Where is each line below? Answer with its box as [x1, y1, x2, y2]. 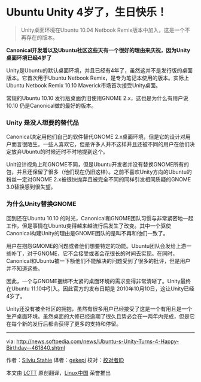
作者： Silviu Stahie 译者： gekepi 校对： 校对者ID [6, 356, 124, 363]
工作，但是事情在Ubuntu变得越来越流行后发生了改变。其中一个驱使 [6, 222, 172, 229]
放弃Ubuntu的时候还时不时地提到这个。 [11, 148, 109, 156]
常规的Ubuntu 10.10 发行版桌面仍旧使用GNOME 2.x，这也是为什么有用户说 [6, 94, 188, 102]
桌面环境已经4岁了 [6, 54, 52, 61]
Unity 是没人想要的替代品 [6, 118, 79, 126]
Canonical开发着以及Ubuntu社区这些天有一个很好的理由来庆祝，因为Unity [6, 46, 190, 54]
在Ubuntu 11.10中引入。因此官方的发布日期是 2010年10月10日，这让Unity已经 [6, 285, 194, 292]
